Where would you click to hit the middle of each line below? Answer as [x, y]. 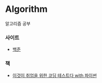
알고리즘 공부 [18, 23]
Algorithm [26, 9]
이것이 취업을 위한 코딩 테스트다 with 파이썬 [54, 75]
